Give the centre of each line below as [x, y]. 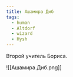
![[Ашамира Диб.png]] [34, 68]
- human [21, 23]
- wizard [22, 34]
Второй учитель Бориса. [37, 56]
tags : [13, 17]
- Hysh [19, 39]
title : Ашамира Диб [30, 12]
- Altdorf [23, 28]
